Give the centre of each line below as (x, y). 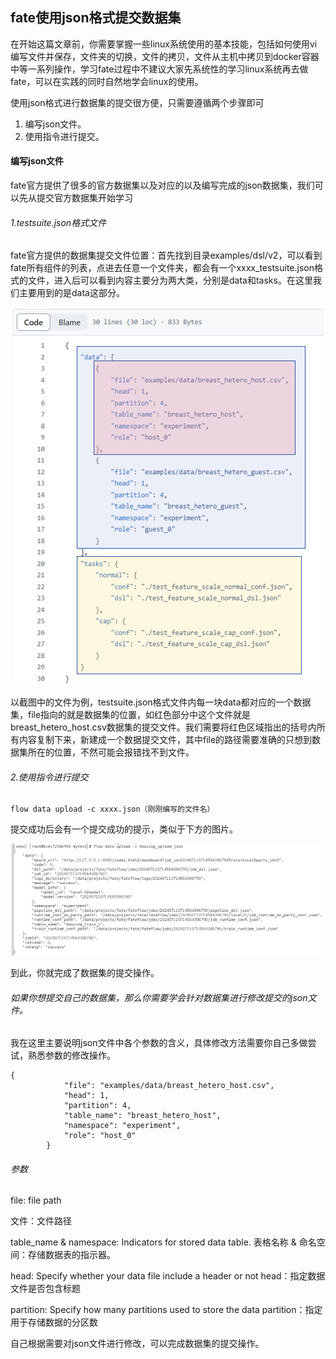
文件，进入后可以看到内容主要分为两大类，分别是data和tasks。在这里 (170, 280)
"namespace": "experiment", (122, 1126)
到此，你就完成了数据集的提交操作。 (85, 973)
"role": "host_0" (100, 1136)
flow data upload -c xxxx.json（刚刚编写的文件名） (112, 809)
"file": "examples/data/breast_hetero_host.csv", (169, 1086)
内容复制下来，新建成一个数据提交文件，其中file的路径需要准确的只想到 (165, 740)
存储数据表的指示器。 (71, 1255)
